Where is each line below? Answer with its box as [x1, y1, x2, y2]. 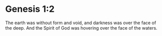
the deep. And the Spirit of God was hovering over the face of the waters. [5, 25, 157, 31]
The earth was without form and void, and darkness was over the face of [5, 20, 156, 26]
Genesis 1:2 [5, 3, 55, 15]
